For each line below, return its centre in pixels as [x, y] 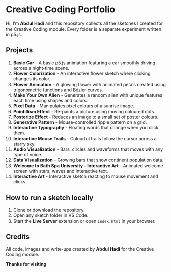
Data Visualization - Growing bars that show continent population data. [88, 160]
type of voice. [28, 154]
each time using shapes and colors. [50, 100]
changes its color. [32, 79]
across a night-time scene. [41, 68]
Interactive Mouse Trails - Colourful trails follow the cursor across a [85, 138]
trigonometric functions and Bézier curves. [58, 90]
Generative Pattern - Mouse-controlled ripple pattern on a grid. [80, 122]
